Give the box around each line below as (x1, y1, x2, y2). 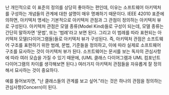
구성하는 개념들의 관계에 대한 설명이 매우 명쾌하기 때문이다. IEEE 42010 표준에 (10, 11, 164, 17)
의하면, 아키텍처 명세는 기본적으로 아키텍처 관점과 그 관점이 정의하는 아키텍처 (5, 17, 156, 23)
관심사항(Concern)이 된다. (5, 84, 58, 90)
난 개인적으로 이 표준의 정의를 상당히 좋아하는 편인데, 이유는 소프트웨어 (5, 5, 144, 10)
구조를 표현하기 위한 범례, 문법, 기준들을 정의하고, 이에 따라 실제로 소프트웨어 (10, 42, 161, 48)
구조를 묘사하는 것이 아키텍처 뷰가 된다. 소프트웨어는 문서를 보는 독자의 (5, 48, 144, 54)
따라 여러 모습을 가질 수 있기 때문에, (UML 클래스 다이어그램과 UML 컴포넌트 (10, 55, 160, 60)
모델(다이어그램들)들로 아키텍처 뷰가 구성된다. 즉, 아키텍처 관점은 (18, 36, 146, 42)
